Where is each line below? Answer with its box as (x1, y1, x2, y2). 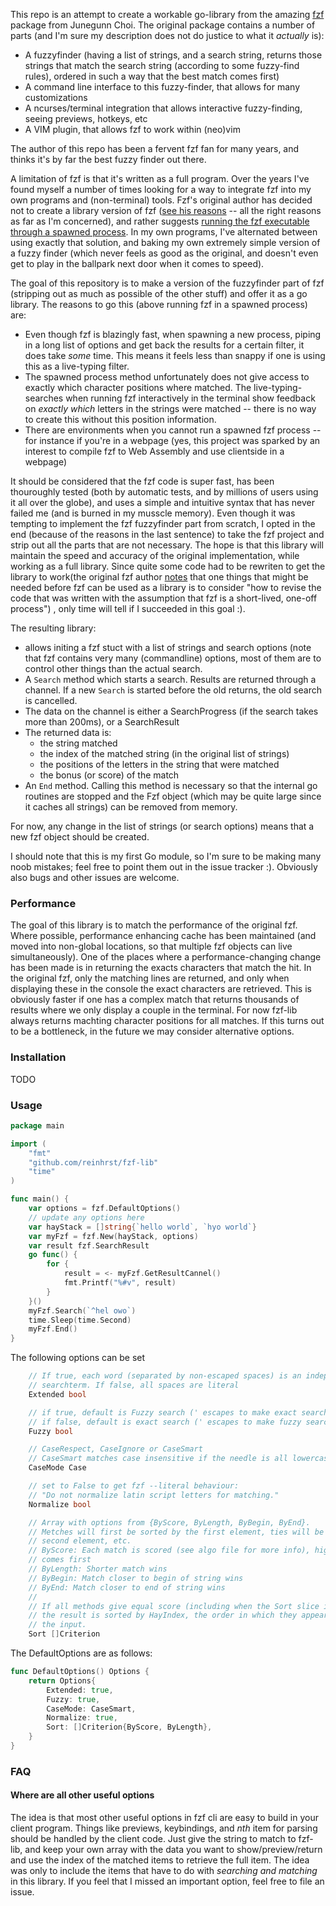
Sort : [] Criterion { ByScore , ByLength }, (46, 1722, 213, 1733)
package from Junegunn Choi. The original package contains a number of (10, 19, 316, 31)
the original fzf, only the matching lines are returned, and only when (10, 972, 290, 984)
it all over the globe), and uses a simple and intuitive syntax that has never (10, 497, 315, 508)
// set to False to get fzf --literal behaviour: (28, 1481, 240, 1491)
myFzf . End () (28, 1324, 78, 1334)
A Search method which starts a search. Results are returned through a (24, 674, 317, 685)
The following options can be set (10, 1352, 146, 1364)
